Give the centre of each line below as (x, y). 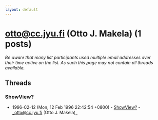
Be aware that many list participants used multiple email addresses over (78, 57)
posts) (18, 44)
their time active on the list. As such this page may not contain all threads (79, 62)
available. (15, 68)
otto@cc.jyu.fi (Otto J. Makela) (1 (73, 33)
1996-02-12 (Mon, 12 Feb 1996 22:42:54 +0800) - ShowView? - (76, 107)
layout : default (21, 9)
